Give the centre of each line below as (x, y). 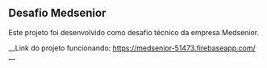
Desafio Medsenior (57, 13)
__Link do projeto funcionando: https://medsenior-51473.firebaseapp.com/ (132, 48)
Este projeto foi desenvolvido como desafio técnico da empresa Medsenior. (134, 32)
